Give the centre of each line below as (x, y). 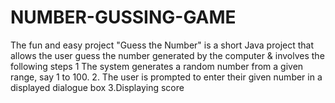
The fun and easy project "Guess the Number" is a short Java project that (162, 45)
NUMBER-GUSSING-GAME (123, 17)
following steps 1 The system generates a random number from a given (157, 66)
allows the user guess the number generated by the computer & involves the (167, 55)
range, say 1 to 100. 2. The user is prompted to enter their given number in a (166, 77)
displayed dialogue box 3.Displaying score (97, 87)
